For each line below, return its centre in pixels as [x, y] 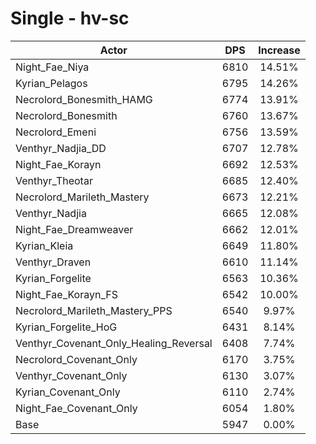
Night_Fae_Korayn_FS [66, 294]
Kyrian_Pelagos [51, 83]
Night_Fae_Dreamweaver [74, 229]
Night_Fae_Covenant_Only [76, 408]
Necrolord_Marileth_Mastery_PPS [94, 310]
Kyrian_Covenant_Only [68, 392]
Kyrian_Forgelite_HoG [66, 327]
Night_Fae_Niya [52, 67]
